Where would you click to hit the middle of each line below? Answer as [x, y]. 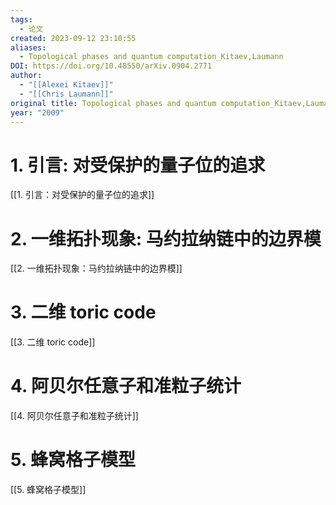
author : [26, 76]
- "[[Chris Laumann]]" [66, 94]
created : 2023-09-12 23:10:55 [73, 38]
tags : [21, 19]
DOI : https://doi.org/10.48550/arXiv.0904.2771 [111, 66]
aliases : [28, 47]
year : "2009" [37, 112]
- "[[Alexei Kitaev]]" [66, 85]
